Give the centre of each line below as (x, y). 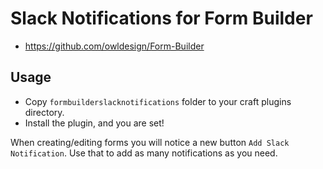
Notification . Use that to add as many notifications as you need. (144, 153)
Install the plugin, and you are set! (94, 123)
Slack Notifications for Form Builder (161, 18)
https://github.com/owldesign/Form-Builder (114, 46)
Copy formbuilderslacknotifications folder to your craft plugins (158, 101)
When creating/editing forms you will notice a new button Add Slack (150, 142)
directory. (44, 112)
